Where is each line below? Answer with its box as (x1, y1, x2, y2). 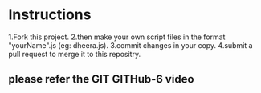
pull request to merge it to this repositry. (8, 49, 141, 59)
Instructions (8, 6, 92, 24)
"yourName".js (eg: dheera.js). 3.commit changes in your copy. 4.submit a (8, 40, 253, 50)
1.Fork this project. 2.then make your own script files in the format (8, 32, 226, 42)
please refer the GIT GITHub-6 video (8, 72, 194, 86)
